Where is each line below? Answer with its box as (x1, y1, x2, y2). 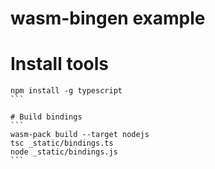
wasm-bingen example (10, 7, 206, 30)
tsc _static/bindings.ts (10, 138, 114, 149)
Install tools (10, 53, 110, 76)
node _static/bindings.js (10, 147, 118, 157)
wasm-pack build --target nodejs (10, 130, 150, 140)
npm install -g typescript (10, 86, 123, 96)
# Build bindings (10, 112, 83, 122)
